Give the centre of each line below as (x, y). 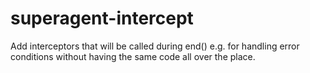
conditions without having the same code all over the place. (133, 56)
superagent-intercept (102, 18)
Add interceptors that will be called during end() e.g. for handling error (155, 46)
